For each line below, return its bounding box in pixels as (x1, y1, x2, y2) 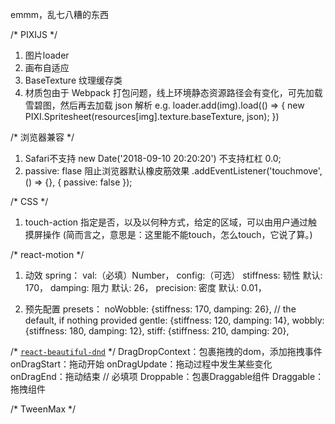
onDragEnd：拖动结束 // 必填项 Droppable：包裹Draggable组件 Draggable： (10, 371, 325, 382)
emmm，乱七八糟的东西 (10, 9, 109, 20)
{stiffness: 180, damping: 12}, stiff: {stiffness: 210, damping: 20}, (24, 325, 290, 337)
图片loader (24, 49, 70, 61)
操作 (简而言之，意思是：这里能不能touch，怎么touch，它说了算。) (42, 229, 313, 240)
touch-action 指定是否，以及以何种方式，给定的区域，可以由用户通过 (24, 216, 309, 228)
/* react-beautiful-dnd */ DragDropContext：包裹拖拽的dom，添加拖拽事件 (10, 346, 323, 357)
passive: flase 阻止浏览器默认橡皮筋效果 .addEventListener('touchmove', (24, 165, 323, 177)
